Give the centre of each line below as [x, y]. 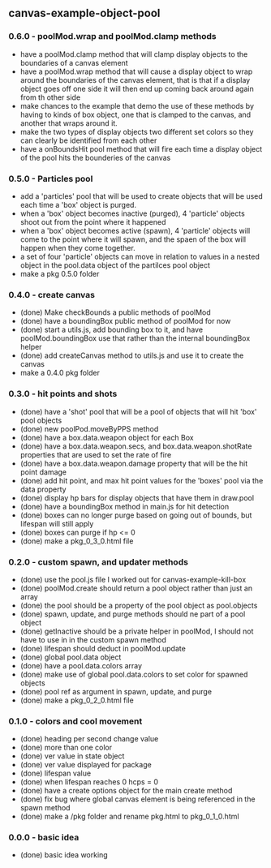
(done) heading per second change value [89, 739]
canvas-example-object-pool [84, 13]
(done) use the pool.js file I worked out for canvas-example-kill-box [133, 579]
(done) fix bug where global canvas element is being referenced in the [138, 799]
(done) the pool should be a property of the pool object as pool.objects [139, 605]
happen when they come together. [77, 247]
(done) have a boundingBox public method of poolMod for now [125, 321]
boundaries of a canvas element [74, 62]
